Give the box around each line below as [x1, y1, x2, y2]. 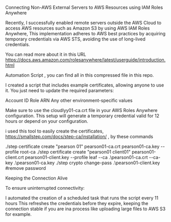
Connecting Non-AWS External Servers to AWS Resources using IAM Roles [5, 5, 163, 10]
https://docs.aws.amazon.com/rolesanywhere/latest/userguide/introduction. [5, 57, 166, 63]
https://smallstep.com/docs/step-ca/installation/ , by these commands [5, 134, 154, 140]
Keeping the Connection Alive [5, 175, 68, 181]
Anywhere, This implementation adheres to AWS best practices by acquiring [5, 31, 166, 36]
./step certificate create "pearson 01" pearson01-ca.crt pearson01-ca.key [5, 143, 160, 149]
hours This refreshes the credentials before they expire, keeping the [5, 201, 149, 206]
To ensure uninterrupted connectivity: [5, 185, 85, 191]
